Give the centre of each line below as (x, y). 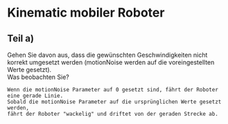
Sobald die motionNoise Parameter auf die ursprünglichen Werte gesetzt (114, 102)
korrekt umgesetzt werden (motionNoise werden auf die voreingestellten (111, 62)
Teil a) (21, 38)
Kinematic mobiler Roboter (86, 13)
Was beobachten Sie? (38, 77)
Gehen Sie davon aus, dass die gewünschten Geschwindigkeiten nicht (107, 55)
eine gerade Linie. (35, 96)
